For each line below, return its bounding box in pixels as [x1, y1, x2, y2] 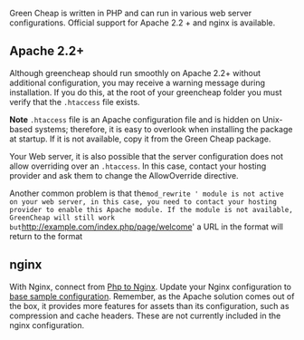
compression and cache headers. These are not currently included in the [9, 310, 281, 321]
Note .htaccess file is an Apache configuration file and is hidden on [9, 113, 261, 125]
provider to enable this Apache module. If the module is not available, [9, 205, 294, 214]
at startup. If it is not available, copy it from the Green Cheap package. [9, 133, 271, 144]
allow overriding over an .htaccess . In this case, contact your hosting [9, 160, 267, 171]
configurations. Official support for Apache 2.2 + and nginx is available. [9, 17, 276, 28]
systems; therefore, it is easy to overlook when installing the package [34, 123, 293, 134]
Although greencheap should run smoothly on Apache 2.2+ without [9, 67, 261, 78]
